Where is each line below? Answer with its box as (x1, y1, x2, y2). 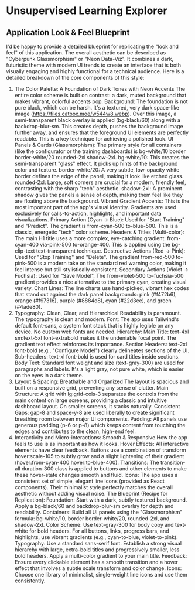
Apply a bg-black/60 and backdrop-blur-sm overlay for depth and (14, 503, 174, 509)
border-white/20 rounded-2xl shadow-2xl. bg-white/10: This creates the (14, 154, 189, 161)
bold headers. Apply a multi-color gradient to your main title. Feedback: (14, 553, 187, 559)
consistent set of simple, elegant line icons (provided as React (14, 478, 165, 485)
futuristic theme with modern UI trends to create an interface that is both (6, 62, 182, 69)
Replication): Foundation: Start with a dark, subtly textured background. (14, 496, 187, 503)
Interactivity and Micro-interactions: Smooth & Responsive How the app (14, 434, 188, 441)
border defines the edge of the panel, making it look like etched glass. (14, 173, 184, 179)
